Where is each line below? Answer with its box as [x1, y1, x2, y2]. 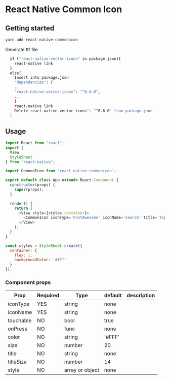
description [126, 292, 155, 299]
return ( [14, 206, 33, 211]
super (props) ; [14, 187, 44, 193]
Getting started [5, 24, 55, 33]
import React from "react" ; [5, 141, 65, 146]
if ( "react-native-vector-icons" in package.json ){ [10, 56, 121, 61]
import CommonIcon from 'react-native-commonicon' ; [5, 169, 116, 174]
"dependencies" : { [14, 80, 53, 85]
